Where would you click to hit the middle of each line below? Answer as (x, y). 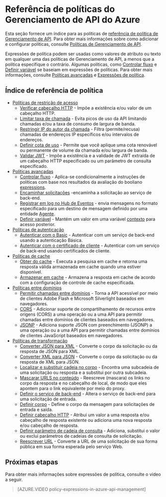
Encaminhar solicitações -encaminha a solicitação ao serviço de (85, 192)
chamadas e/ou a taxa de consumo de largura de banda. (78, 124)
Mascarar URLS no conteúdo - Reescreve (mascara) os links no (85, 377)
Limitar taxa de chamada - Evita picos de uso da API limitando (83, 119)
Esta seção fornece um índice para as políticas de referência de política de (82, 33)
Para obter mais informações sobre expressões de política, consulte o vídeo (83, 474)
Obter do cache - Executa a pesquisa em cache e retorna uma (83, 261)
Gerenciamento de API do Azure (73, 20)
